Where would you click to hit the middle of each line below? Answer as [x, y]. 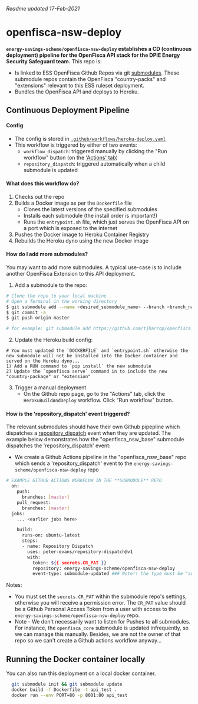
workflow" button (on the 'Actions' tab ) [70, 157]
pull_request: [34, 502]
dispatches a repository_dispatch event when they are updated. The [88, 433]
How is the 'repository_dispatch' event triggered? [68, 414]
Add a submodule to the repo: [51, 285]
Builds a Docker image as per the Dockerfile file [73, 203]
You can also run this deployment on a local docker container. [81, 673]
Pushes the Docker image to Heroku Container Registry [82, 234]
